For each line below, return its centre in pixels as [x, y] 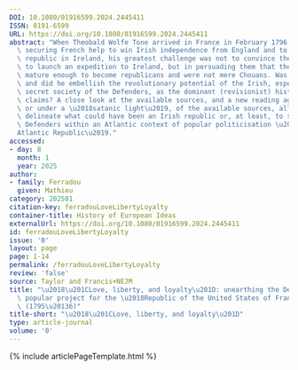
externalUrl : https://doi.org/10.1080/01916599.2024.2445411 [125, 224]
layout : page [33, 248]
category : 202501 [41, 199]
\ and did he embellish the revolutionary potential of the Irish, [145, 83]
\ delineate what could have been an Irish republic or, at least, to [150, 116]
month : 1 [33, 157]
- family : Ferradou [45, 183]
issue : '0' [29, 240]
